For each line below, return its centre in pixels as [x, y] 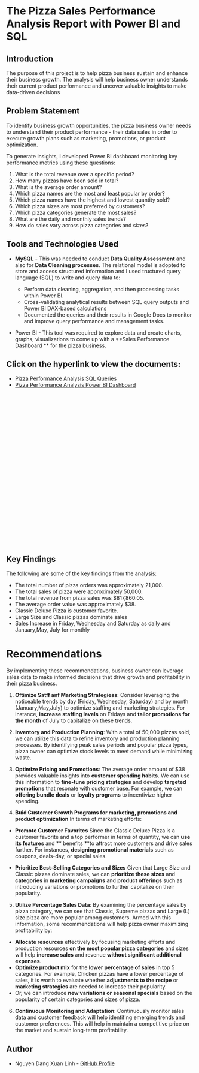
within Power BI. [44, 296]
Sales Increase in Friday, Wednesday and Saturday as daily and [93, 623]
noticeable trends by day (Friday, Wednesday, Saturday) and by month [102, 701]
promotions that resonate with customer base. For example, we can [99, 788]
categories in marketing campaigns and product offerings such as [99, 880]
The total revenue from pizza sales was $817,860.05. [79, 598]
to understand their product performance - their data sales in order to [92, 132]
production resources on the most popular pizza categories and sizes [102, 948]
